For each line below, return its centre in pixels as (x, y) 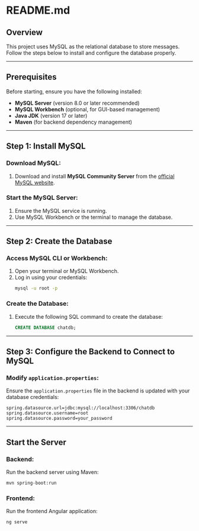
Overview (25, 32)
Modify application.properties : (52, 378)
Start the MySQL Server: (42, 198)
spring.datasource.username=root (47, 413)
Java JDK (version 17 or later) (51, 115)
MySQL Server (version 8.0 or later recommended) (77, 103)
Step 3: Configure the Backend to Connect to (91, 351)
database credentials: (33, 397)
